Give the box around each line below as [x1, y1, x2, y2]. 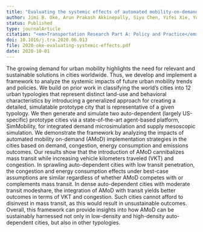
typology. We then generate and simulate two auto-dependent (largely [6, 109, 181, 117]
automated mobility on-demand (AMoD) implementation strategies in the [6, 135, 187, 143]
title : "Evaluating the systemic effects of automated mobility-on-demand [6, 8, 199, 15]
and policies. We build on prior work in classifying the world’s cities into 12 [6, 84, 192, 91]
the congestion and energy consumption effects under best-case [6, 167, 169, 175]
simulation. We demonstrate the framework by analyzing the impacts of [6, 129, 184, 136]
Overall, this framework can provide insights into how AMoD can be [6, 206, 174, 213]
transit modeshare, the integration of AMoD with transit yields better [6, 187, 176, 194]
